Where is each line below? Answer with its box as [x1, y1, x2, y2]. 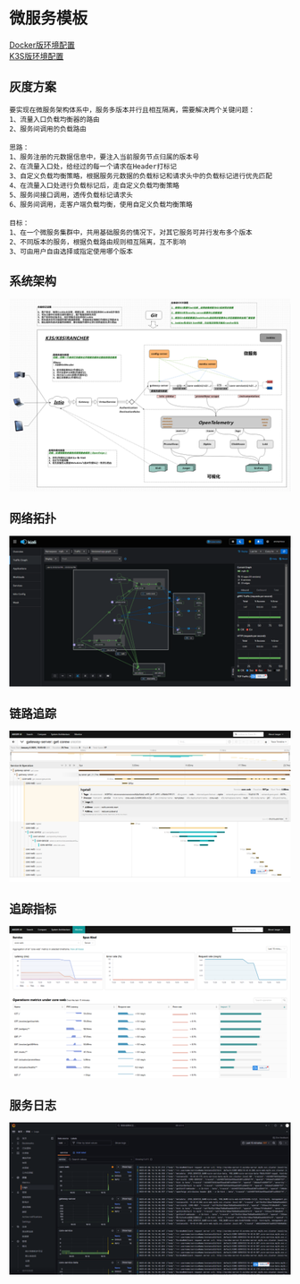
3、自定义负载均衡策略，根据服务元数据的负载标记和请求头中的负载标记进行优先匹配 [9, 171, 272, 180]
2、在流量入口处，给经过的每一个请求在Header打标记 [9, 162, 177, 171]
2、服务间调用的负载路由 [9, 124, 87, 133]
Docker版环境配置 [9, 39, 76, 50]
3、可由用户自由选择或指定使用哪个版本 [9, 247, 134, 256]
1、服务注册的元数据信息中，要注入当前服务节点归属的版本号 [9, 152, 200, 161]
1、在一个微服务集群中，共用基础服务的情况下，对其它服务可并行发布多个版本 [9, 227, 253, 237]
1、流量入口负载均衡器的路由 [9, 115, 100, 124]
